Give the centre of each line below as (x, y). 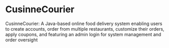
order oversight (22, 40)
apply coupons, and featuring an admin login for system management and (83, 34)
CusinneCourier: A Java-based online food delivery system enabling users (84, 23)
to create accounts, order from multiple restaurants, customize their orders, (85, 29)
